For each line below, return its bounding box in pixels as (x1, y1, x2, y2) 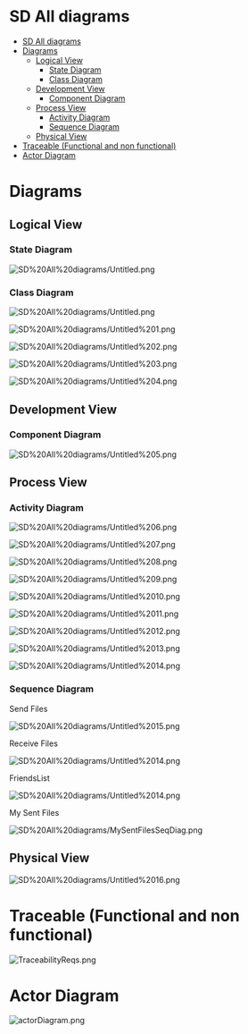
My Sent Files (9, 807, 60, 818)
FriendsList (9, 772, 51, 784)
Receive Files (9, 738, 58, 749)
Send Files (9, 703, 48, 714)
